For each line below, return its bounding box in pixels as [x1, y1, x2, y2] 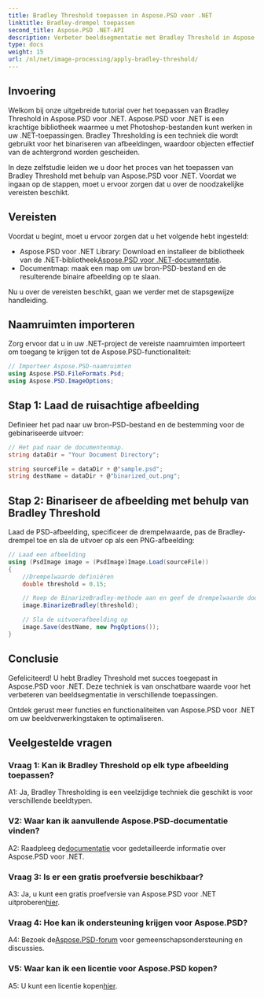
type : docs [8, 41, 44, 49]
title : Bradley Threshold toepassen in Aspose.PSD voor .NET [8, 11, 213, 20]
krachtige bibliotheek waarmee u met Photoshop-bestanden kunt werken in [8, 122, 253, 131]
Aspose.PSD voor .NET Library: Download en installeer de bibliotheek [19, 246, 245, 256]
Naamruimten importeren [8, 318, 135, 331]
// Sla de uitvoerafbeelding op [22, 615, 128, 624]
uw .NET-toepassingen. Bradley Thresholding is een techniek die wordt [8, 131, 239, 140]
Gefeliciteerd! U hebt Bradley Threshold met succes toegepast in [8, 673, 218, 682]
